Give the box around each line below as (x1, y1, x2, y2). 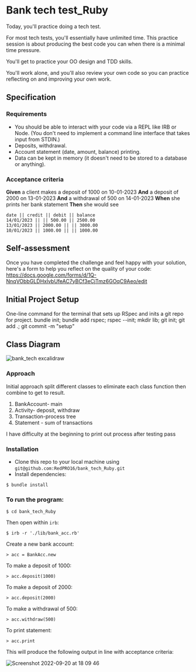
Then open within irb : (6, 519, 59, 526)
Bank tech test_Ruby (6, 4, 108, 17)
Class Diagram (6, 339, 60, 349)
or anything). (14, 160, 46, 167)
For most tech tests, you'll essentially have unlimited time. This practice (6, 34, 178, 41)
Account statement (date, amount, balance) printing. (14, 148, 141, 155)
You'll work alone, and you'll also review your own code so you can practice (6, 69, 189, 76)
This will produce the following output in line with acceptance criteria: (6, 649, 174, 656)
